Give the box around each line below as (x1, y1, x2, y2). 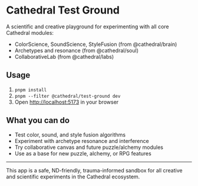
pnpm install (14, 87, 47, 93)
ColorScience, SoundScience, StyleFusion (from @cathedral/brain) (14, 41, 177, 48)
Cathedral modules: (6, 29, 54, 36)
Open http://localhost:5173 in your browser (14, 98, 119, 105)
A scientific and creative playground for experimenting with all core (6, 23, 169, 30)
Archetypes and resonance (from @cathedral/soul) (14, 46, 139, 54)
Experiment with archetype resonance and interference (14, 137, 149, 144)
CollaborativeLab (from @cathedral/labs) (14, 53, 114, 60)
